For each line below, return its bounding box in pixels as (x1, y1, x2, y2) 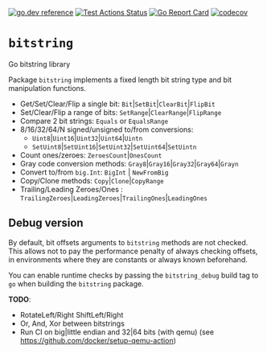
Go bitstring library (8, 59, 71, 68)
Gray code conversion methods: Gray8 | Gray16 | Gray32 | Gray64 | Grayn (19, 158, 239, 168)
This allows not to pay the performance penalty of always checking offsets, (8, 246, 258, 256)
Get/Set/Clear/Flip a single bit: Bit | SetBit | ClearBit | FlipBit (19, 99, 216, 109)
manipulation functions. (8, 83, 87, 92)
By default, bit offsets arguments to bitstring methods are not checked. (8, 237, 249, 247)
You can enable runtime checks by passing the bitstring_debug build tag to (8, 270, 259, 280)
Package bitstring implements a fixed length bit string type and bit (8, 75, 232, 84)
